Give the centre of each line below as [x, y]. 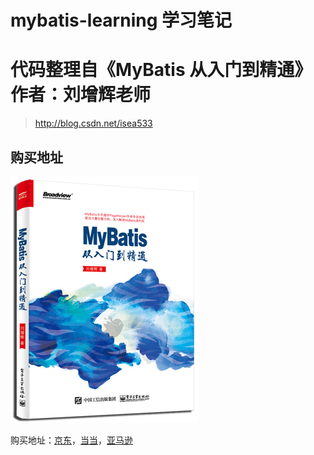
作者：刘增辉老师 [81, 95]
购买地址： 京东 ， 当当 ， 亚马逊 [71, 440]
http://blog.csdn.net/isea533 [93, 123]
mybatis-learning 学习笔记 [121, 20]
